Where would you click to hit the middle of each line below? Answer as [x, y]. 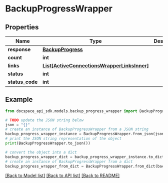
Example [19, 99]
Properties [22, 27]
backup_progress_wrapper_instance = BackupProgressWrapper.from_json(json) [86, 134]
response [19, 49]
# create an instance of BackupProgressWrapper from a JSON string [77, 129]
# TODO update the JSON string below [44, 120]
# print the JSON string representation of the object [63, 139]
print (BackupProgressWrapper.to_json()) [48, 143]
